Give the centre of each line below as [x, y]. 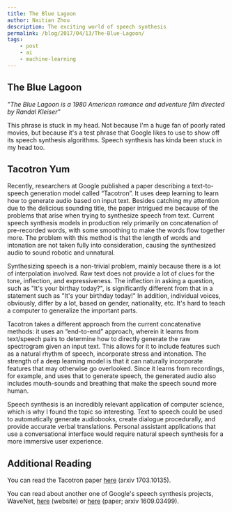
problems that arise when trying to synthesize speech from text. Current [111, 216]
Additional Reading [49, 464]
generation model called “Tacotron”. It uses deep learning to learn [125, 193]
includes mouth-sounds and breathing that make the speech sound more [112, 384]
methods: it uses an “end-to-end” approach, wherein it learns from [103, 331]
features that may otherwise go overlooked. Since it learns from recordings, [116, 369]
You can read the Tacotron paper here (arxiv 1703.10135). [89, 480]
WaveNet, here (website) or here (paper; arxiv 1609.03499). [93, 501]
